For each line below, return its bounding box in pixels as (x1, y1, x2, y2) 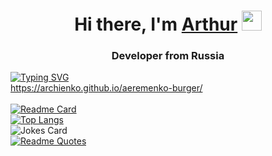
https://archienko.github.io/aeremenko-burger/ (10, 82, 203, 94)
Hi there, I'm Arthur (74, 13, 238, 36)
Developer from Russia (111, 49, 225, 63)
